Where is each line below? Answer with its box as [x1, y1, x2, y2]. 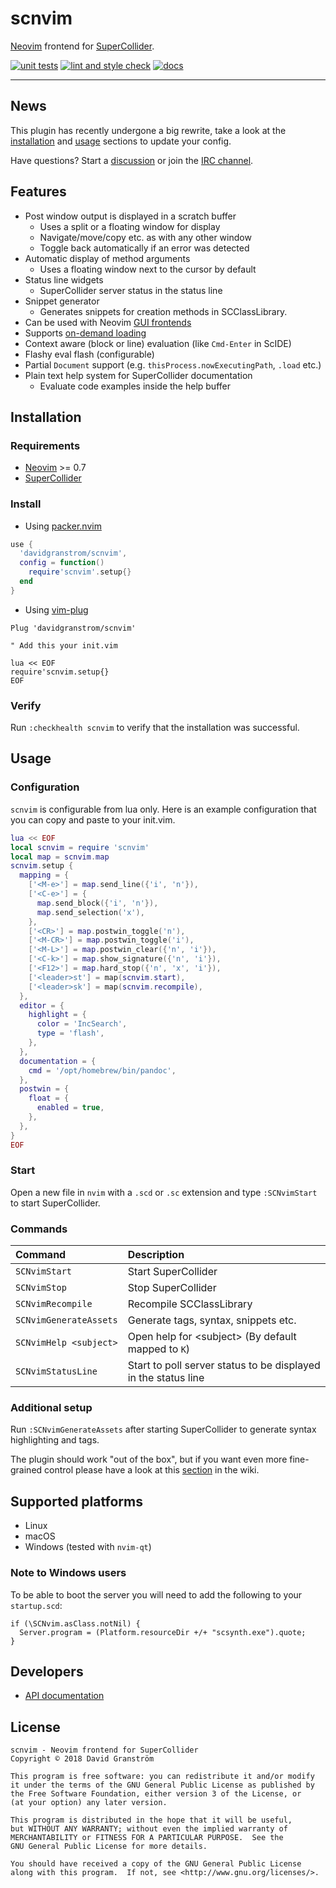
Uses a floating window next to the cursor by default [39, 263, 257, 275]
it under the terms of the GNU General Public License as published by [10, 1780, 315, 1791]
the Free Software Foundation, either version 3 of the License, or [10, 1789, 302, 1799]
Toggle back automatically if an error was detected [39, 242, 250, 254]
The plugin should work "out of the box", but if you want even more [10, 1453, 288, 1466]
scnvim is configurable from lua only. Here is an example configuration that [10, 803, 317, 815]
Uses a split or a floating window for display [39, 220, 221, 232]
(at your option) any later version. [10, 1798, 168, 1808]
